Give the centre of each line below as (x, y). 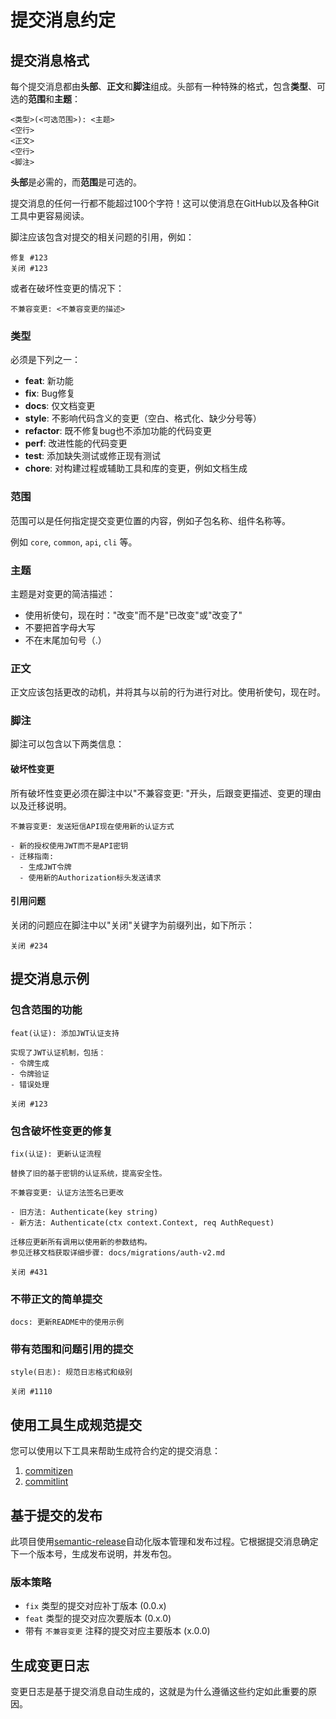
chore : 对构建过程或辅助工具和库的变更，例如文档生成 (136, 468)
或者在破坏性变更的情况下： (67, 288)
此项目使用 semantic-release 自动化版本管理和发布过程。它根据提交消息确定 (164, 1542)
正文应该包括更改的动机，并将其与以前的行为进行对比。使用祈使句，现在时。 (168, 692)
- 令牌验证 (30, 1074)
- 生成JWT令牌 (45, 867)
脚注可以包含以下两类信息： (67, 744)
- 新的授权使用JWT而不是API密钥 (69, 846)
